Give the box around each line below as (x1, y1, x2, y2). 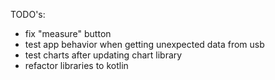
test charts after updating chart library (24, 49, 183, 61)
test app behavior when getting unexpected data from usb (24, 39, 265, 50)
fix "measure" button (24, 28, 112, 39)
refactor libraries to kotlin (24, 60, 129, 71)
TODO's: (10, 9, 46, 20)
